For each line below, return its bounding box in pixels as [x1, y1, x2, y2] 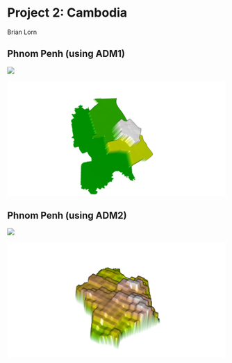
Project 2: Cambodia [7, 5, 128, 21]
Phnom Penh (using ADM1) [7, 48, 125, 60]
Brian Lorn [7, 28, 38, 36]
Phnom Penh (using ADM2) [7, 210, 127, 221]
